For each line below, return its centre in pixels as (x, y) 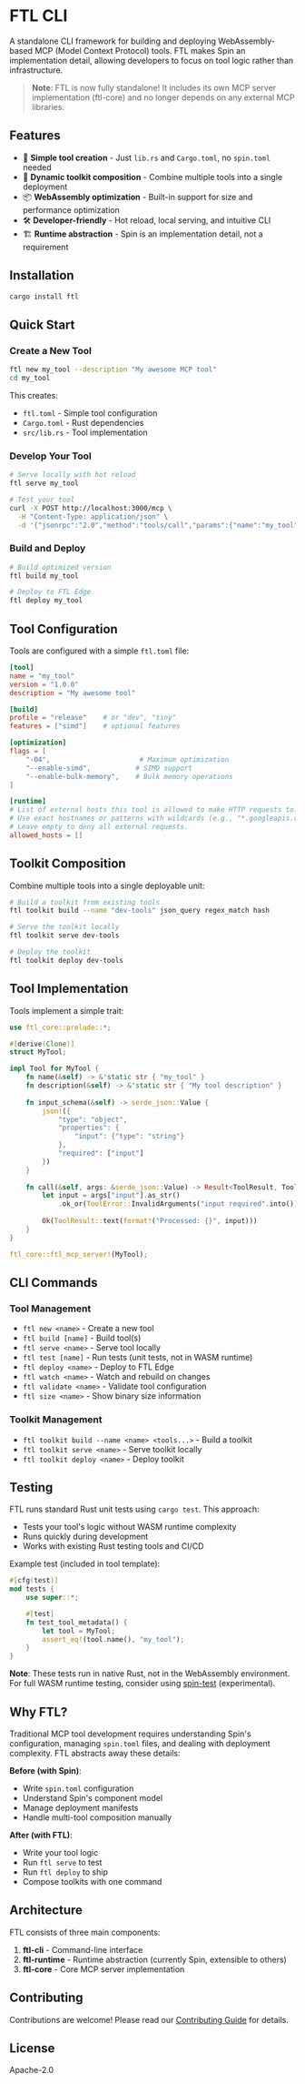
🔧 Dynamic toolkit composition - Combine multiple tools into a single (152, 177)
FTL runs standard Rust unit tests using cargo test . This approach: (135, 1509)
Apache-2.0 (32, 2070)
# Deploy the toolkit (50, 952)
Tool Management (50, 1309)
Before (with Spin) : (45, 1771)
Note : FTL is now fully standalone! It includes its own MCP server (154, 87)
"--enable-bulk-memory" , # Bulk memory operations (129, 776)
